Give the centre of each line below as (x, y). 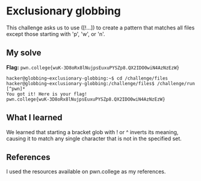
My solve (24, 53)
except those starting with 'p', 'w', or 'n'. (56, 34)
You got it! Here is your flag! (47, 94)
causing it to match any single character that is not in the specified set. (94, 138)
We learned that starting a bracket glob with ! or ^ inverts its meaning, (92, 132)
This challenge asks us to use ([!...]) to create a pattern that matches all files (100, 28)
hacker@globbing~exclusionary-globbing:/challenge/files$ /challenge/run (101, 83)
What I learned (34, 118)
